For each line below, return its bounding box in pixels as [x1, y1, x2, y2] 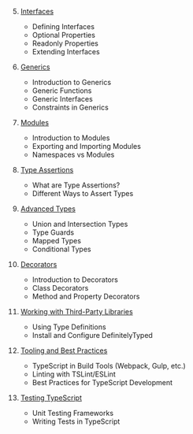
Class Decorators [32, 284, 89, 292]
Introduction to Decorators [32, 275, 119, 284]
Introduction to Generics [32, 78, 112, 87]
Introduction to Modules [32, 133, 110, 143]
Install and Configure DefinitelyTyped [32, 331, 153, 339]
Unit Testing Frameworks [32, 409, 113, 417]
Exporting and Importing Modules [32, 142, 141, 150]
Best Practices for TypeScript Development [32, 378, 173, 387]
